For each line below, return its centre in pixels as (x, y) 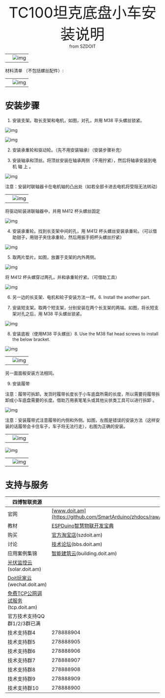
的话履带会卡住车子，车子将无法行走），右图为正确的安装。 (68, 426)
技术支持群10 (23, 688)
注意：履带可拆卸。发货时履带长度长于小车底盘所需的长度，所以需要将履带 (80, 394)
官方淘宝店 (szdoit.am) (77, 535)
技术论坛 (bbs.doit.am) (77, 544)
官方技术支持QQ (26, 616)
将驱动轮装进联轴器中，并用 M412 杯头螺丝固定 (53, 211)
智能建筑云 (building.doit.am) (84, 553)
